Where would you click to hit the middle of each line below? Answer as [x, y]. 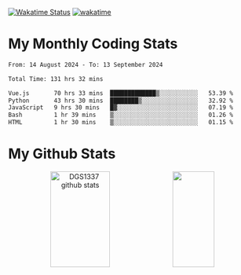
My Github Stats [62, 154]
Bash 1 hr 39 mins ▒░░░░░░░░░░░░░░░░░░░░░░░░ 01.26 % [121, 115]
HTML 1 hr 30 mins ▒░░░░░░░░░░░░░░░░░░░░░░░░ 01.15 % [121, 123]
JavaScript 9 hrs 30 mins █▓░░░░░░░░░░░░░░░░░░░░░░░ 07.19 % [121, 108]
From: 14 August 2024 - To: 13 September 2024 [86, 64]
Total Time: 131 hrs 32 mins [56, 79]
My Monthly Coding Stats [93, 44]
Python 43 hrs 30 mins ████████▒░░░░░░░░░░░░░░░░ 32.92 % [121, 101]
